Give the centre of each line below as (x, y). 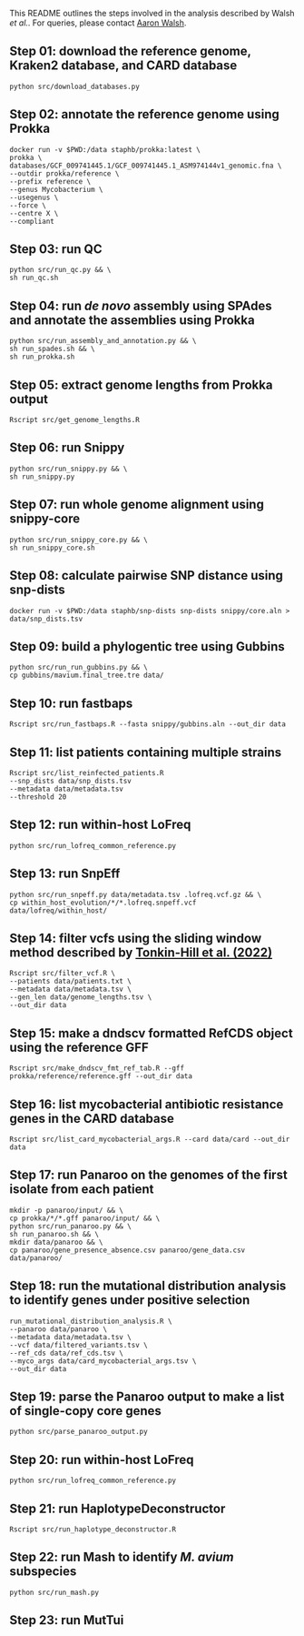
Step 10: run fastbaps (71, 703)
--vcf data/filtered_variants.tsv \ (78, 1345)
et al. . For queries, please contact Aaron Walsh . (98, 23)
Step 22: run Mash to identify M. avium (122, 1557)
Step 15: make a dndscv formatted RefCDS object (151, 1033)
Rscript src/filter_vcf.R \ (63, 974)
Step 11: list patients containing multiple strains (146, 752)
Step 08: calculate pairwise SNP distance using (147, 576)
